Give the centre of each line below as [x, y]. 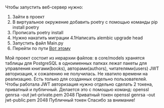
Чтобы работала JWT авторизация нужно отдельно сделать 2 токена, [79, 84]
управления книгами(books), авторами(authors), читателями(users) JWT [82, 68]
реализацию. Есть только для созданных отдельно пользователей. [76, 79]
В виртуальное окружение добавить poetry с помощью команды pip [85, 22]
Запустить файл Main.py [38, 43]
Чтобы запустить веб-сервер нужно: [44, 7]
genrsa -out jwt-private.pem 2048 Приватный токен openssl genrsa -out [80, 95]
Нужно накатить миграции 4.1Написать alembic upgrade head [78, 38]
